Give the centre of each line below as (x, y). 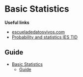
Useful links (17, 22)
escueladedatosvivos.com (38, 32)
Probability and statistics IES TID (45, 37)
